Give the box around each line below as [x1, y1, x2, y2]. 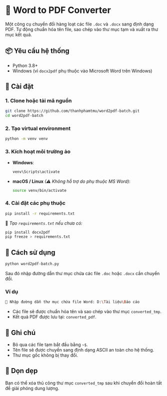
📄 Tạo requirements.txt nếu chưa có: [5, 220, 82, 226]
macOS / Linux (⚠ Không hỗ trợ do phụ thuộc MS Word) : [12, 178, 131, 184]
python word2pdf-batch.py [5, 262, 59, 267]
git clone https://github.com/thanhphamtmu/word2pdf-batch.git [5, 108, 140, 114]
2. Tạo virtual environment [5, 125, 71, 132]
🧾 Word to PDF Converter [5, 4, 111, 16]
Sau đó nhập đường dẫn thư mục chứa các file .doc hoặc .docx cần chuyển [5, 271, 160, 277]
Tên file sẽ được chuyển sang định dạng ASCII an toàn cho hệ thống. [12, 347, 154, 353]
